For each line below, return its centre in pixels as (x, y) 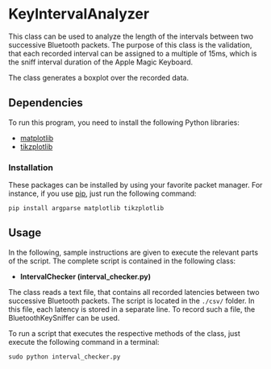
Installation (31, 168)
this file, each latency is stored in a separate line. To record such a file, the (132, 309)
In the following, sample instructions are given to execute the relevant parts (133, 252)
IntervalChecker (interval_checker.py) (85, 276)
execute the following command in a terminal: (84, 342)
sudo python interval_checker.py (65, 357)
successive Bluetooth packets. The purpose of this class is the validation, (130, 44)
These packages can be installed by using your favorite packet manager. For (135, 185)
